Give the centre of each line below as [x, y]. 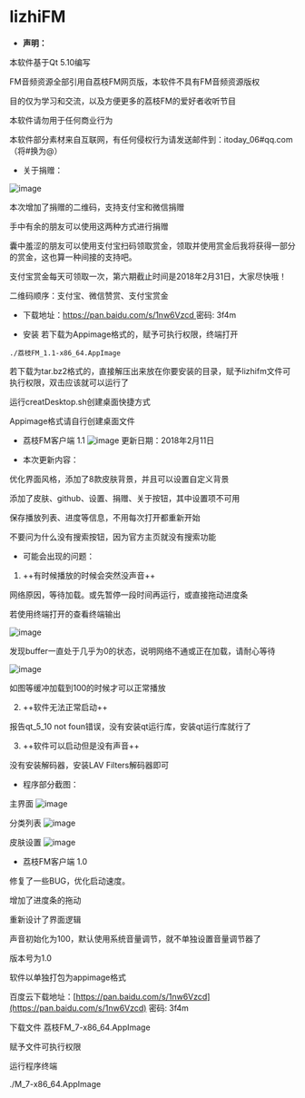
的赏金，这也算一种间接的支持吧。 [73, 257]
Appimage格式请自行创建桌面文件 [73, 420]
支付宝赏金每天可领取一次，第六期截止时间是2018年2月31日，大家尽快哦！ [148, 276]
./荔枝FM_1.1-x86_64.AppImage [65, 353]
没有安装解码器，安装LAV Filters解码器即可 [89, 765]
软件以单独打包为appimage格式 [68, 977]
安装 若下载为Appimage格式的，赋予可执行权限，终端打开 [130, 334]
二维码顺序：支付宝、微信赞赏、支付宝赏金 [89, 295]
